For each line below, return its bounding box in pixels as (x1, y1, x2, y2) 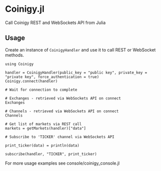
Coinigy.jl (5, 3, 45, 15)
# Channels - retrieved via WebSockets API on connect (5, 109, 119, 114)
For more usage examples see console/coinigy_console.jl (5, 160, 120, 166)
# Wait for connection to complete (5, 87, 78, 92)
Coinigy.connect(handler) (5, 78, 58, 84)
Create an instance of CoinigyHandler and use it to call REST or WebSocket (5, 47, 156, 52)
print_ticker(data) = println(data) (5, 143, 80, 148)
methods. (5, 52, 24, 58)
